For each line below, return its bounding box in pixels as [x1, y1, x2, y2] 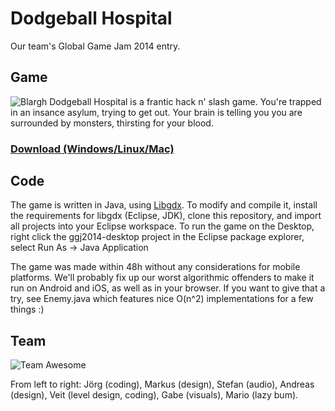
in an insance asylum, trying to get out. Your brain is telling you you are [10, 106, 303, 118]
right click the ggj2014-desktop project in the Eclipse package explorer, [10, 231, 305, 243]
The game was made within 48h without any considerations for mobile [10, 261, 301, 273]
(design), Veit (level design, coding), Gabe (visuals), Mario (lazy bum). [10, 389, 299, 401]
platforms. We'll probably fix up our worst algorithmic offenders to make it [10, 272, 315, 284]
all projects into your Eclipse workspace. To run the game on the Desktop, [10, 220, 315, 232]
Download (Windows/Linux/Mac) [10, 142, 175, 156]
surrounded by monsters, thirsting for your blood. [10, 117, 214, 129]
